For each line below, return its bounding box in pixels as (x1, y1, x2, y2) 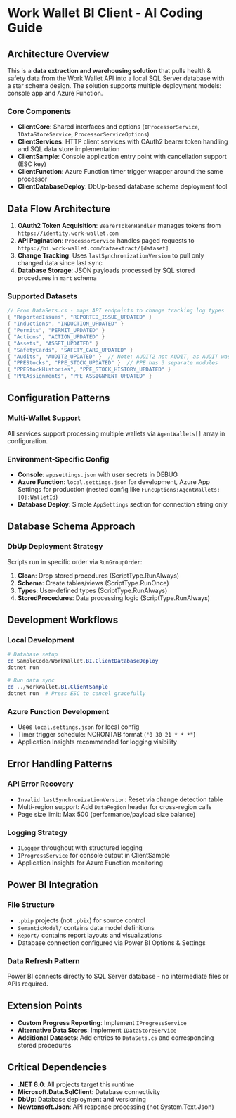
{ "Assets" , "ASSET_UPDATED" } (7, 340, 99, 347)
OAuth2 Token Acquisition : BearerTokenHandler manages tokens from (17, 222, 221, 230)
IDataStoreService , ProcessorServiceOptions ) (17, 130, 150, 139)
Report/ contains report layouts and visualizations (17, 931, 162, 939)
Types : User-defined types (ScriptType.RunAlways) (17, 586, 168, 595)
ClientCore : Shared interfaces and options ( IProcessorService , (17, 122, 200, 131)
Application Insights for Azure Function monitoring (17, 858, 164, 867)
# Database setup (7, 651, 58, 659)
